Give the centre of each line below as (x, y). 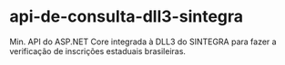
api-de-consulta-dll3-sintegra (127, 17)
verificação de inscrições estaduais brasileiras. (98, 51)
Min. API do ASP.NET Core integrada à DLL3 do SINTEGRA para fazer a (143, 42)
